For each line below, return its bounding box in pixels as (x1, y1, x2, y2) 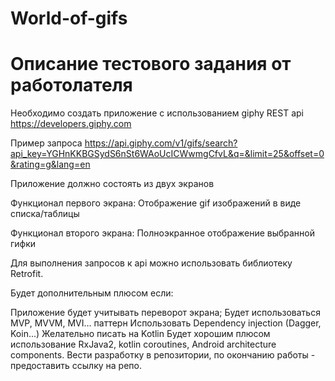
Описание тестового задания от (10, 53, 292, 76)
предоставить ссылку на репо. (10, 360, 142, 372)
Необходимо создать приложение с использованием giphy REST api (10, 107, 304, 119)
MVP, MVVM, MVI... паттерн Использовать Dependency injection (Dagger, (10, 317, 322, 329)
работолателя (10, 74, 133, 97)
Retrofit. (10, 268, 44, 280)
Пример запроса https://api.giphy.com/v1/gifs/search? (10, 137, 238, 149)
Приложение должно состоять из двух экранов (10, 178, 215, 190)
